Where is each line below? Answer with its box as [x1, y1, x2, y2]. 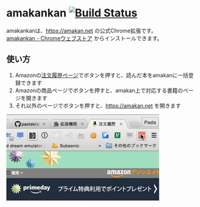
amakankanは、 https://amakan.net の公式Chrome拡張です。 [6, 27, 157, 34]
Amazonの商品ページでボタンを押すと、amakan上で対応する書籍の [15, 86, 184, 94]
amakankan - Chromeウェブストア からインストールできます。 [6, 34, 163, 42]
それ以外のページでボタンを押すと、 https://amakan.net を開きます [15, 102, 181, 109]
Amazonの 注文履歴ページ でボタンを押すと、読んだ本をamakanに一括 [15, 71, 188, 79]
